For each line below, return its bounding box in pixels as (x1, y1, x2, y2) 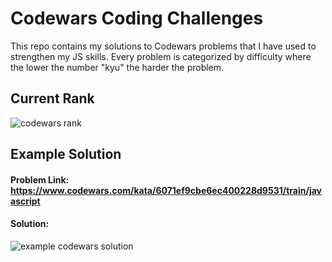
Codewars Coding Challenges (10, 7, 264, 30)
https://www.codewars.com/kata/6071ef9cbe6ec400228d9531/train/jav (10, 184, 322, 196)
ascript (10, 195, 41, 207)
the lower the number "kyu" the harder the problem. (10, 61, 225, 73)
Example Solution (10, 146, 122, 163)
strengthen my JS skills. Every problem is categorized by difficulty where (10, 50, 312, 62)
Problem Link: (10, 173, 70, 186)
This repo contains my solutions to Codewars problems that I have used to (10, 40, 317, 52)
